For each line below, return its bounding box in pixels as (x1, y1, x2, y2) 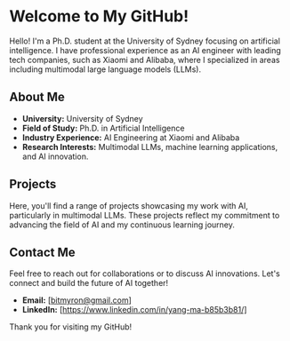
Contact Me (9, 244, 76, 259)
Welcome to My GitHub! (9, 6, 189, 27)
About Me (9, 90, 65, 105)
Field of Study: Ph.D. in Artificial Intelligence (21, 123, 185, 133)
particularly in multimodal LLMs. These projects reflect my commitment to (9, 210, 280, 220)
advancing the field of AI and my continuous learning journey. (9, 219, 236, 230)
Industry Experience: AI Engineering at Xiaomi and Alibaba (21, 131, 240, 143)
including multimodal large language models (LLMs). (9, 64, 202, 75)
